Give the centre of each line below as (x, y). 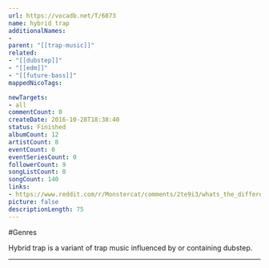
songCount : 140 (34, 180)
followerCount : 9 (37, 164)
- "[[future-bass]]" (43, 75)
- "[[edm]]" (28, 68)
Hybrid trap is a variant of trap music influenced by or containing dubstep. (130, 248)
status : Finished (37, 128)
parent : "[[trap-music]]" (51, 46)
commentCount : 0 (35, 112)
